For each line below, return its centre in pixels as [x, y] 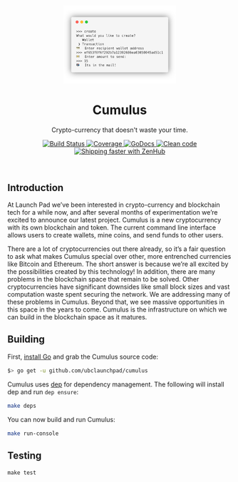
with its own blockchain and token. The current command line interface [112, 227]
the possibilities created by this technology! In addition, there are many [112, 271]
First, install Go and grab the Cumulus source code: [83, 357]
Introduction [36, 188]
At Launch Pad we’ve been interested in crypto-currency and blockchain [114, 205]
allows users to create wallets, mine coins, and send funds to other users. [115, 235]
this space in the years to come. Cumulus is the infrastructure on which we [117, 309]
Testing [25, 455]
